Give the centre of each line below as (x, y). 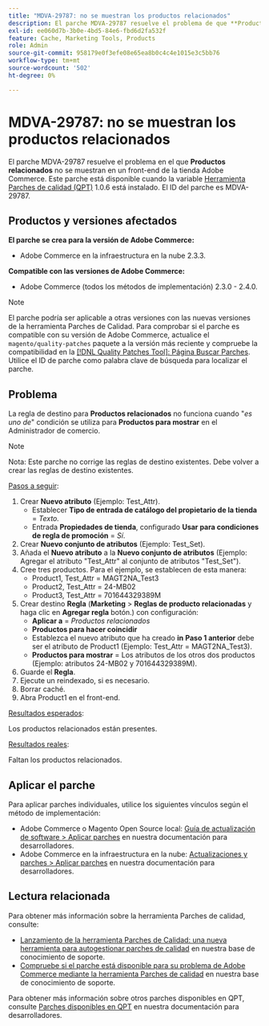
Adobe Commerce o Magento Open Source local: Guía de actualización (138, 829)
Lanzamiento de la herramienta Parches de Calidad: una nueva (123, 939)
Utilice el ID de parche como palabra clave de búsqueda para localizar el (128, 360)
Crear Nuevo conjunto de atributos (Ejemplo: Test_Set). (112, 544)
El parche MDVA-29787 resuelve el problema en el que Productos (117, 161)
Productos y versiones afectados (93, 220)
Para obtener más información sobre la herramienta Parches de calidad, (127, 915)
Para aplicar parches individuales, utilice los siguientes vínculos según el (128, 804)
